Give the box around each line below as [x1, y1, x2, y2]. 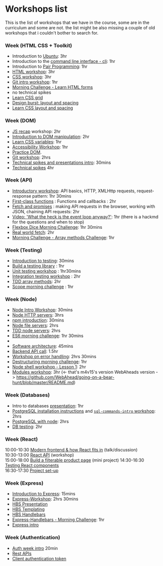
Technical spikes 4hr [12, 164, 54, 170]
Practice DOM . [12, 149, 42, 155]
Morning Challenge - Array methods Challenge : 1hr [12, 234, 115, 240]
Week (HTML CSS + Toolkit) [5, 42, 72, 49]
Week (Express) [5, 480, 44, 486]
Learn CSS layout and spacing [12, 105, 73, 111]
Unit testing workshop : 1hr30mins [12, 268, 81, 274]
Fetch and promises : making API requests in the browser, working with [12, 203, 155, 209]
